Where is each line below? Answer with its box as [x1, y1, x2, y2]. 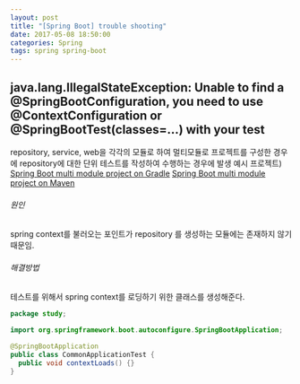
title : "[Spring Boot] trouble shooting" [10, 22, 167, 31]
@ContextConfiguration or [10, 108, 162, 123]
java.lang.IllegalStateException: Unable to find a [10, 80, 285, 95]
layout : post [10, 13, 59, 22]
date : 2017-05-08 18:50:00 [10, 30, 111, 39]
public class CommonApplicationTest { [10, 350, 155, 359]
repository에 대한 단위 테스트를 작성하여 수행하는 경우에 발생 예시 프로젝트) [19, 158, 283, 169]
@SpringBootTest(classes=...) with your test [10, 122, 265, 137]
